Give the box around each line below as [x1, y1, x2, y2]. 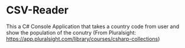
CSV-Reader [6, 4, 69, 17]
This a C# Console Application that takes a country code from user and [6, 23, 180, 30]
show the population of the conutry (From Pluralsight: [6, 29, 137, 36]
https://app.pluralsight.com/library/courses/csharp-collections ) [6, 35, 160, 42]
